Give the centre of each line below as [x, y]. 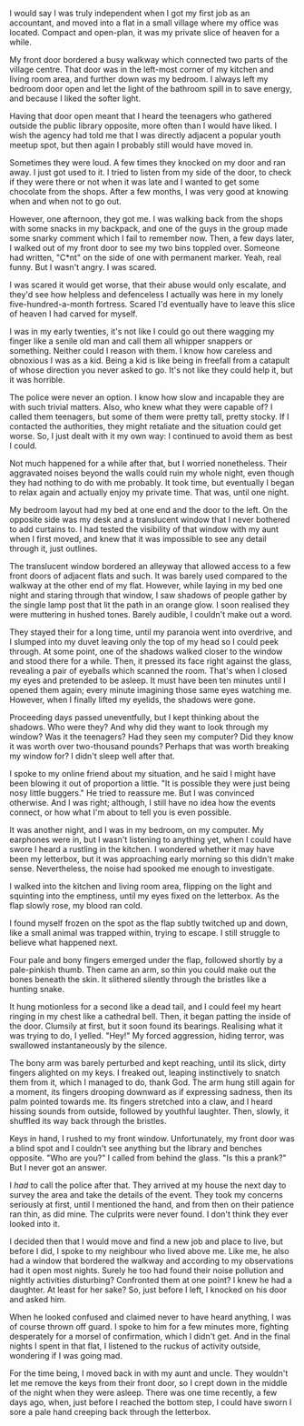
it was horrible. [37, 380]
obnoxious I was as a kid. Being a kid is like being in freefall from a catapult [150, 360]
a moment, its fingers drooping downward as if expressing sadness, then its [151, 1092]
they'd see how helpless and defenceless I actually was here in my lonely [147, 294]
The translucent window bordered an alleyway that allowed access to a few [150, 566]
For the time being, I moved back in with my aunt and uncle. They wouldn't [149, 1373]
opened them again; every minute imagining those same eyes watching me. [151, 690]
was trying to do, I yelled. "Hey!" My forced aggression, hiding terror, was [147, 1035]
